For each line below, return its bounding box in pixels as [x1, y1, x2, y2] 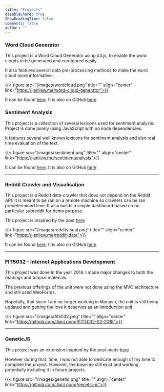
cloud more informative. [5, 73, 53, 78]
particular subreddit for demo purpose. [5, 208, 83, 214]
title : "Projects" [5, 7, 42, 12]
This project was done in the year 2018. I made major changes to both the [5, 269, 153, 275]
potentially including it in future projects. [5, 367, 86, 372]
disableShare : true [5, 12, 45, 17]
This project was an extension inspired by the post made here [5, 346, 129, 353]
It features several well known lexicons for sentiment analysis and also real [5, 135, 155, 141]
